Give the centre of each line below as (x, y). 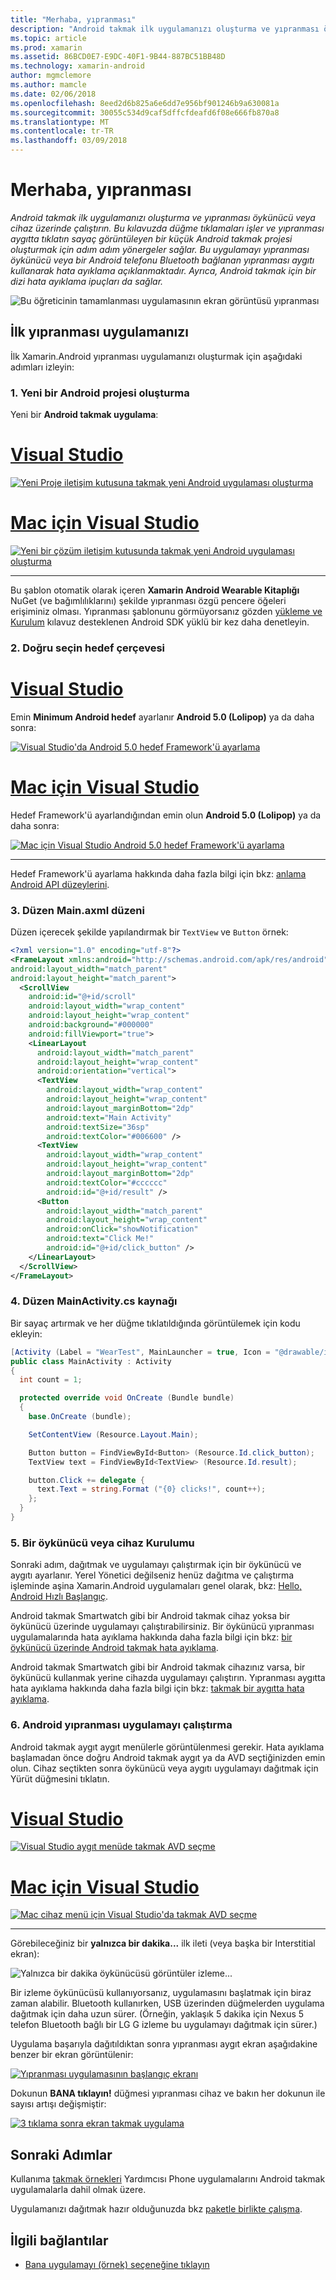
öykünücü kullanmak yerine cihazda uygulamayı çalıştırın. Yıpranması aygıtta (168, 1678)
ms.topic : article (48, 38)
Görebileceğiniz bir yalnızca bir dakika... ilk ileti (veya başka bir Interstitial (163, 1943)
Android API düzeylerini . (60, 884)
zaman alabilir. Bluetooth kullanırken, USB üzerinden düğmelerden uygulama (167, 2003)
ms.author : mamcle (48, 85)
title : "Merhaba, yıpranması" (73, 19)
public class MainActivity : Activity (91, 1361)
